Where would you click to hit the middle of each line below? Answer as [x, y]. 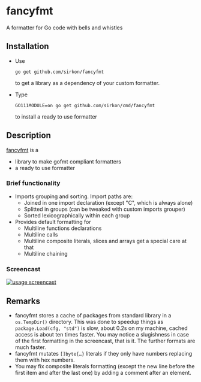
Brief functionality [33, 183]
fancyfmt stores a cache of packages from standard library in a [93, 315]
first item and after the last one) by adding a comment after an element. [103, 372]
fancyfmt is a [22, 150]
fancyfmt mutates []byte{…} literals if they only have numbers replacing [103, 353]
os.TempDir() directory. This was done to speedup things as [89, 322]
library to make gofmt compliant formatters [68, 161]
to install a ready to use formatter [56, 116]
